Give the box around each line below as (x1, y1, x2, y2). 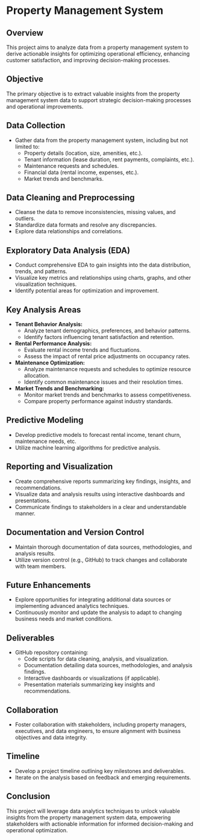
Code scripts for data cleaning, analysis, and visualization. (23, 655, 169, 662)
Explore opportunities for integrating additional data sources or (14, 596, 172, 603)
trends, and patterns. (14, 268, 67, 275)
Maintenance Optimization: (14, 359, 86, 366)
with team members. (14, 563, 66, 570)
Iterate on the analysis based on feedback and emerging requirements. (14, 774, 192, 781)
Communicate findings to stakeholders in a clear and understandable (14, 503, 187, 511)
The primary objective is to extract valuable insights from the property (6, 90, 180, 97)
